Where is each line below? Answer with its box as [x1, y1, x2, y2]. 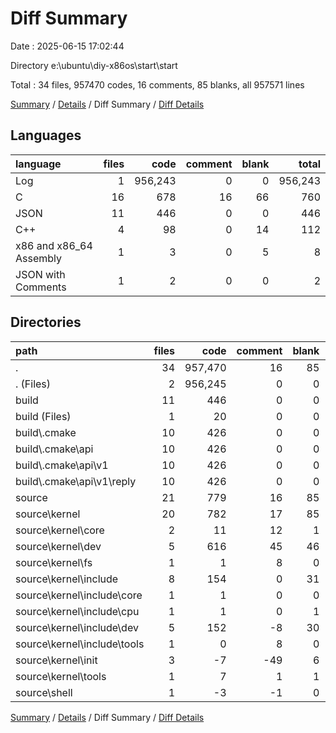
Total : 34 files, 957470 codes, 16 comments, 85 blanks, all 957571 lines [10, 78, 305, 91]
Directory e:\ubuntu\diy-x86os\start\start [10, 59, 178, 71]
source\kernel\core [15, 523, 105, 537]
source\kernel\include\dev [15, 620, 139, 634]
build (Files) [15, 409, 72, 423]
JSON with [15, 267, 66, 281]
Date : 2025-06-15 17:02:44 [10, 40, 125, 52]
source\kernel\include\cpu [15, 604, 140, 618]
